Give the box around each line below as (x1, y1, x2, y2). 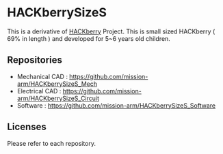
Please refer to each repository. (7, 139, 96, 147)
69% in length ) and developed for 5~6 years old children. (7, 34, 171, 42)
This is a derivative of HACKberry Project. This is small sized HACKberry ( (7, 27, 215, 35)
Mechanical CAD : (16, 72, 68, 80)
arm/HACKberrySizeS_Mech (16, 80, 98, 88)
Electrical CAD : (16, 87, 62, 95)
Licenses (7, 121, 47, 133)
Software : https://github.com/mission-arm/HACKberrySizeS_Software (16, 101, 216, 110)
